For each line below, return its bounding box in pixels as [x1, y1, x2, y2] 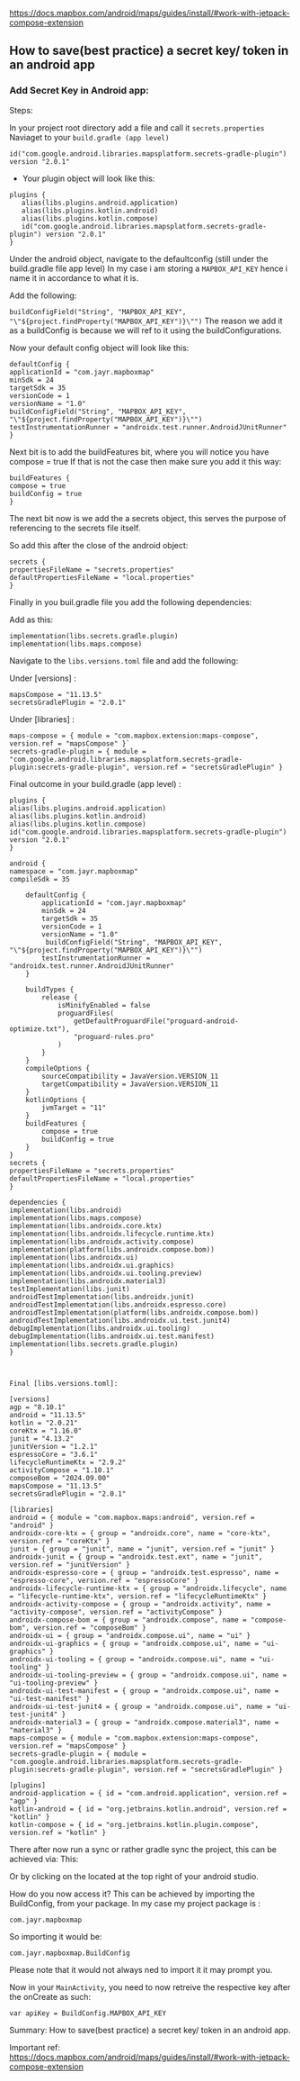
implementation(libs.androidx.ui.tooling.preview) [9, 1269, 203, 1278]
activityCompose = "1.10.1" [9, 1465, 115, 1475]
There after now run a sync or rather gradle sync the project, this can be [9, 1843, 277, 1854]
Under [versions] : [9, 673, 76, 683]
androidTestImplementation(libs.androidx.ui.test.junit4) [9, 1316, 231, 1325]
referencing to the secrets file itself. [9, 522, 141, 533]
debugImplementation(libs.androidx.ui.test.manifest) [9, 1332, 216, 1341]
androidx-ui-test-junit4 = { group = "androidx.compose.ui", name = [9, 1702, 271, 1711]
